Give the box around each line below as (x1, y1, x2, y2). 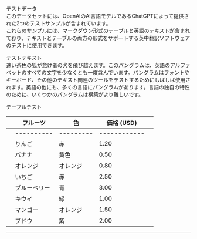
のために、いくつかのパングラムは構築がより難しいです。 (6, 91, 144, 98)
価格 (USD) (106, 119, 137, 127)
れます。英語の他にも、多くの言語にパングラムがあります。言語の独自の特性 (6, 84, 191, 90)
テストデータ (6, 5, 37, 12)
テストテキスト (6, 55, 42, 61)
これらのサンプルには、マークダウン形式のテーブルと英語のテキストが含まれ (6, 27, 191, 34)
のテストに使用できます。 (6, 42, 67, 49)
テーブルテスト (6, 103, 42, 110)
